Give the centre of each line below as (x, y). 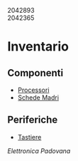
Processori (33, 90)
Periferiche (33, 120)
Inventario (38, 47)
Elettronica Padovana (39, 151)
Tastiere (29, 137)
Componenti (35, 73)
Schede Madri (38, 98)
